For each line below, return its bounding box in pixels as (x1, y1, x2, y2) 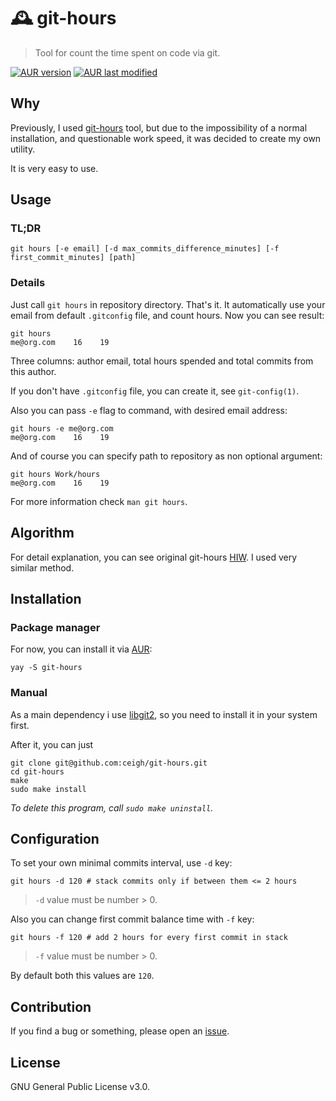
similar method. (10, 561, 75, 574)
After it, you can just (10, 738, 94, 750)
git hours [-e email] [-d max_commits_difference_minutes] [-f (10, 244, 280, 254)
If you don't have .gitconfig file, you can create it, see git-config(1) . (10, 385, 300, 397)
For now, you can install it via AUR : (10, 643, 153, 655)
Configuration (10, 830, 100, 847)
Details (10, 276, 46, 290)
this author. (10, 365, 57, 377)
